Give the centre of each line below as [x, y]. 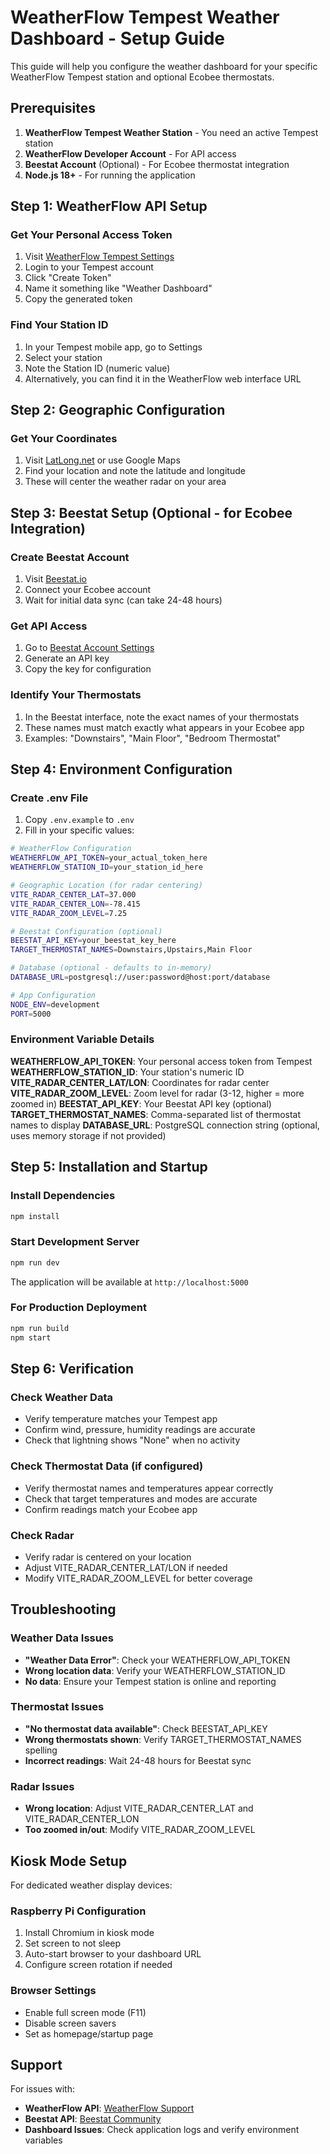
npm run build [40, 1328]
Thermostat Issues [57, 1707]
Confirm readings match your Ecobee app [111, 1509]
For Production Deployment [78, 1308]
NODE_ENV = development [55, 1004]
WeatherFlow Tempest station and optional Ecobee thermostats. [142, 77]
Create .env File [49, 798]
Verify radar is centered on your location [108, 1557]
